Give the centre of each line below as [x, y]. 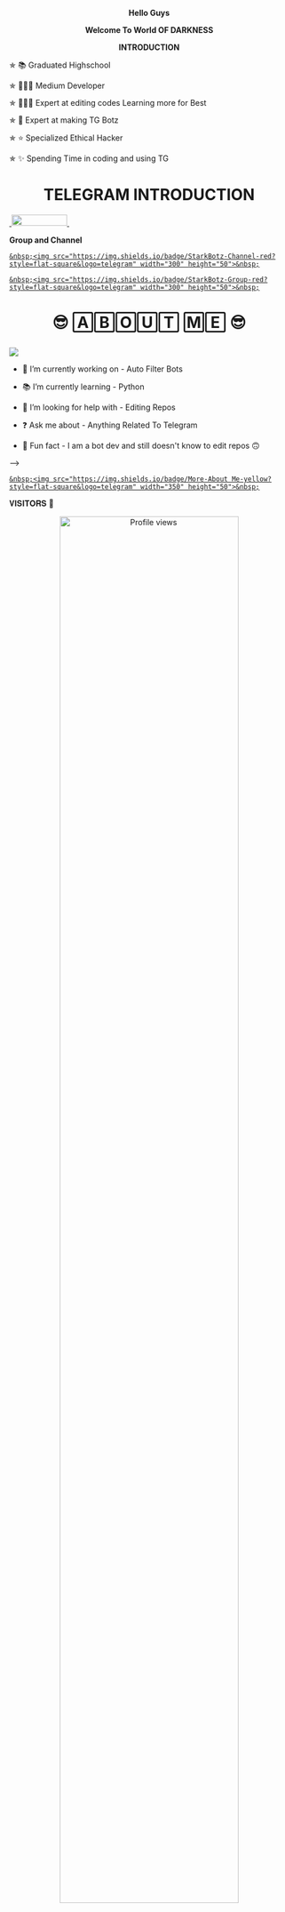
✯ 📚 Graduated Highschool [60, 65]
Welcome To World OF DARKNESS [149, 30]
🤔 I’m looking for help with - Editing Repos [99, 407]
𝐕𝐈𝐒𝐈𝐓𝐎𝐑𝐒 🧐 [32, 504]
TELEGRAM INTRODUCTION [149, 195]
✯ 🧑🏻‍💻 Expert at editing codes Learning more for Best [108, 103]
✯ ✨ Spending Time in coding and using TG [89, 158]
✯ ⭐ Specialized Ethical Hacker [66, 138]
